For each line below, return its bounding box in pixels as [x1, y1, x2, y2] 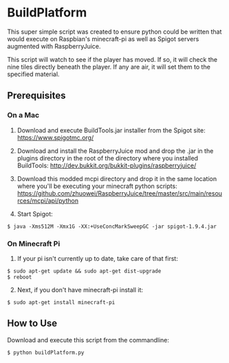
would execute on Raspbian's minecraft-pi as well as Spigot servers [7, 34, 199, 43]
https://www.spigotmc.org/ [17, 133, 94, 141]
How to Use [7, 318, 58, 329]
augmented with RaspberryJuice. [7, 42, 101, 50]
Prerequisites [7, 90, 66, 102]
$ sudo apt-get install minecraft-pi [7, 298, 116, 306]
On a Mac [7, 110, 40, 120]
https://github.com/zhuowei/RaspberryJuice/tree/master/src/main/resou [17, 189, 222, 197]
